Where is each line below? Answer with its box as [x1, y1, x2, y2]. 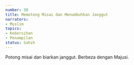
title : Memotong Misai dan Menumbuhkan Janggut [5, 12, 109, 17]
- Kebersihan [5, 31, 33, 36]
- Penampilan [5, 36, 33, 41]
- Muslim [5, 21, 24, 27]
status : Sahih [5, 40, 36, 45]
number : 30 [5, 7, 29, 13]
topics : [5, 26, 22, 31]
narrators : [5, 17, 29, 22]
